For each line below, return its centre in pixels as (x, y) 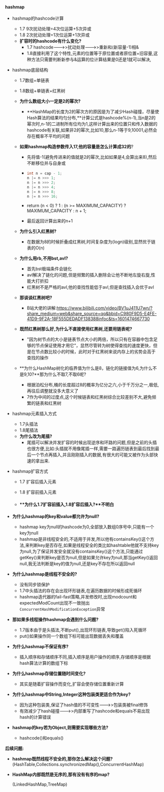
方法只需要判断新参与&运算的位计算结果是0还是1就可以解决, (91, 59)
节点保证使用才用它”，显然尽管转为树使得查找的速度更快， (94, 346)
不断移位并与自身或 (46, 163)
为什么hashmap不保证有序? (40, 646)
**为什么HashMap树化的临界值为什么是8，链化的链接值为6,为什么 (86, 368)
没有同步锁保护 (35, 584)
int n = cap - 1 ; (45, 174)
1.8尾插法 (29, 430)
